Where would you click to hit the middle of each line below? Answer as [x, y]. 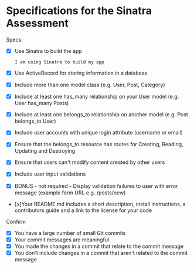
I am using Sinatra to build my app [59, 62]
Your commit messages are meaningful [62, 240]
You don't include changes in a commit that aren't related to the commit [101, 253]
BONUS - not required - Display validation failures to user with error [96, 186]
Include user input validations [50, 174]
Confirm [16, 221]
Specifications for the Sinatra [79, 11]
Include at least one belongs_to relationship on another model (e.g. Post [101, 115]
